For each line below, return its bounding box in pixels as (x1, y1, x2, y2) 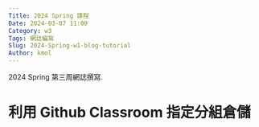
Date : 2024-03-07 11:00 (8, 19, 88, 27)
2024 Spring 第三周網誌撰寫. (8, 72, 103, 81)
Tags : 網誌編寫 (8, 34, 55, 43)
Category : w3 (8, 27, 52, 35)
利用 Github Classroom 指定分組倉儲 (8, 104, 251, 121)
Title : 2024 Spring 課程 (8, 11, 89, 20)
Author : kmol (8, 49, 52, 57)
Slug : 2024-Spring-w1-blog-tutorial (8, 42, 131, 50)
